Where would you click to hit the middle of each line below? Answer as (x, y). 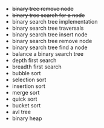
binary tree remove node (43, 9)
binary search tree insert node (50, 35)
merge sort (26, 93)
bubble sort (26, 73)
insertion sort (28, 86)
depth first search (34, 60)
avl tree (21, 112)
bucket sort (26, 105)
